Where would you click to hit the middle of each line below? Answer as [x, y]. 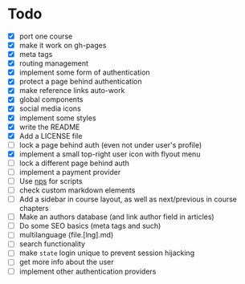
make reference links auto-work [72, 91]
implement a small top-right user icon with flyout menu [110, 154]
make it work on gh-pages [63, 45]
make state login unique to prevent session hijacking [106, 253]
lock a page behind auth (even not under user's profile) [110, 144]
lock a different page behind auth [74, 163]
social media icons [50, 108]
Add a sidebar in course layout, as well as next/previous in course [128, 199]
